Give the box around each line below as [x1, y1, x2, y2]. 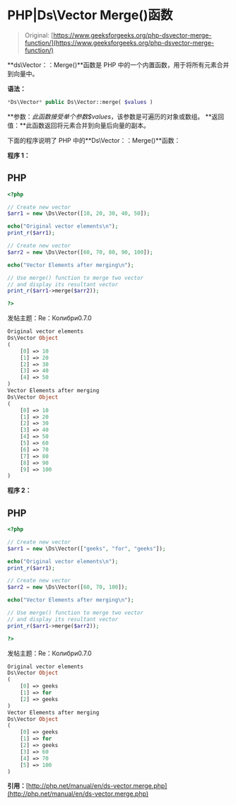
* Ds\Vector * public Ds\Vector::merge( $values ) [7, 98, 153, 105]
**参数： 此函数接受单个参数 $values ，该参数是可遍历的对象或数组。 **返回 [7, 112, 225, 121]
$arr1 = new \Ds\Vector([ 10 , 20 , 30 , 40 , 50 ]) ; [7, 210, 151, 217]
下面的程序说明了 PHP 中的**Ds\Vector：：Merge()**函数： [7, 136, 181, 144]
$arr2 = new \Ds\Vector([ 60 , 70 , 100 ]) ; [7, 584, 129, 591]
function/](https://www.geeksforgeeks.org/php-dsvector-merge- [24, 38, 214, 47]
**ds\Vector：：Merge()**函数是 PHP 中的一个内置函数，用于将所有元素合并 [7, 60, 230, 69]
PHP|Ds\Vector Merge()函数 [7, 7, 173, 23]
